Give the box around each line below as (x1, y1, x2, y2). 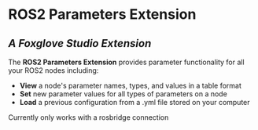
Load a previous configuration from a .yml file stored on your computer (19, 98, 250, 107)
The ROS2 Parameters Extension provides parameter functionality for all (8, 57, 245, 67)
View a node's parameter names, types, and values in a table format (19, 81, 242, 90)
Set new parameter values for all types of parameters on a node (19, 89, 228, 99)
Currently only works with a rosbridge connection (8, 113, 169, 122)
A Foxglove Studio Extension (8, 37, 152, 50)
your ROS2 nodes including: (8, 66, 99, 75)
